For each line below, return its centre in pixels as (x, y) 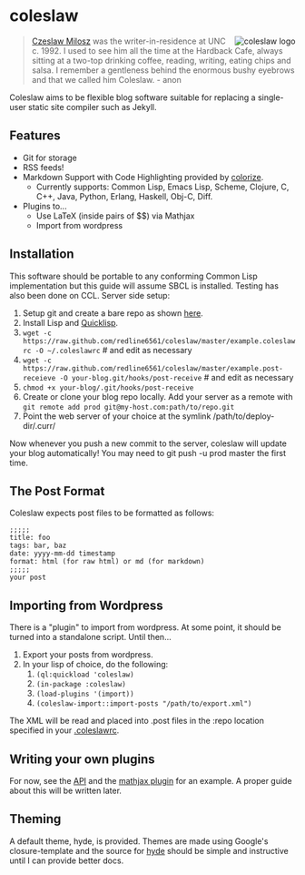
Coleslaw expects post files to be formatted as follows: (112, 513)
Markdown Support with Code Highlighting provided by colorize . (143, 177)
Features (35, 136)
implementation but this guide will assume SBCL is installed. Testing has (144, 285)
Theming (35, 819)
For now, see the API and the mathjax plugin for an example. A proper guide (151, 781)
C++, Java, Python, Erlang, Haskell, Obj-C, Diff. (124, 196)
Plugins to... (44, 206)
